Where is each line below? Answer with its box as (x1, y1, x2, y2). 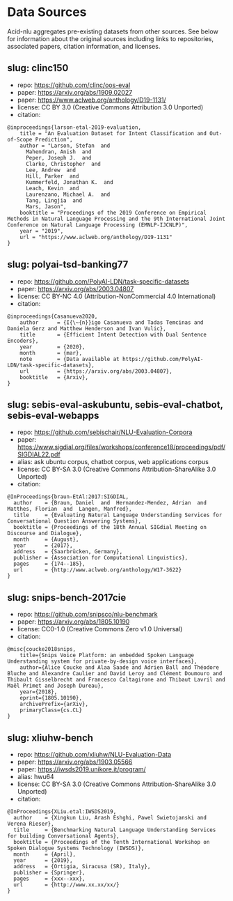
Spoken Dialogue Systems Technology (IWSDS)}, (7, 845, 145, 852)
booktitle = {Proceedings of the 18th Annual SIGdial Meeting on (13, 524, 207, 531)
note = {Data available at (19, 355, 120, 362)
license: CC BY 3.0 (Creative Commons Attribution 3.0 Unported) (17, 102, 204, 111)
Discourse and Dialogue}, (7, 530, 82, 537)
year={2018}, (19, 688, 58, 695)
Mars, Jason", (25, 203, 67, 210)
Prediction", (35, 136, 73, 143)
